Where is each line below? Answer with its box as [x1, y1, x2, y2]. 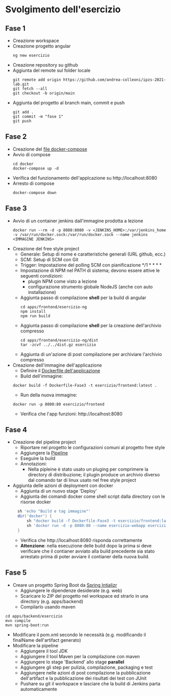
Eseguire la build [20, 455, 56, 461]
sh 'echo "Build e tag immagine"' [17, 509, 91, 514]
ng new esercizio [12, 53, 50, 58]
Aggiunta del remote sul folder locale [12, 68, 91, 73]
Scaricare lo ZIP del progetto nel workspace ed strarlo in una [20, 593, 149, 599]
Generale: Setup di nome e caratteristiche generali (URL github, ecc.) [20, 251, 166, 257]
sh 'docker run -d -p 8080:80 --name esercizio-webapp [26, 523, 146, 529]
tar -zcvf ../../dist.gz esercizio [20, 342, 96, 347]
